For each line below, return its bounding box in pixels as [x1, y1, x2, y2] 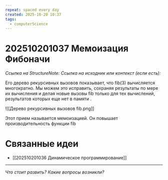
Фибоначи [5, 54, 50, 65]
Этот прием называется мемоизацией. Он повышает [5, 115, 118, 121]
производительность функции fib [5, 121, 76, 127]
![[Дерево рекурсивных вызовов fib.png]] [5, 106, 94, 112]
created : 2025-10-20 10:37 [5, 12, 61, 17]
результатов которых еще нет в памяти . [5, 96, 92, 102]
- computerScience [9, 21, 48, 27]
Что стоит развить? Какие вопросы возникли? [5, 169, 104, 175]
